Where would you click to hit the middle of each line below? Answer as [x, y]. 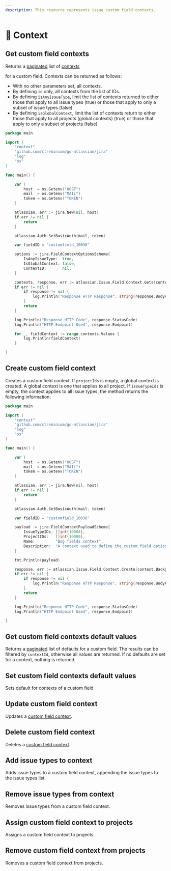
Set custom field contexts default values [71, 676]
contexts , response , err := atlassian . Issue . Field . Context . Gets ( [85, 282]
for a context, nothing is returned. [40, 660]
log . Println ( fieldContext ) [52, 339]
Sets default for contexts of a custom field [49, 688]
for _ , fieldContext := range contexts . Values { [67, 334]
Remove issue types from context [60, 794]
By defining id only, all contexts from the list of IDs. [66, 91]
